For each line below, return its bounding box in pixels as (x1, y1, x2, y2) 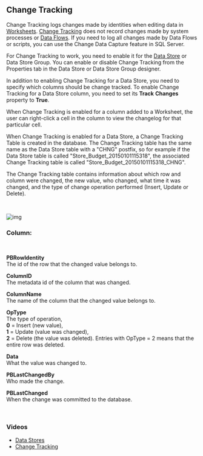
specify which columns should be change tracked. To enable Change (6, 83, 179, 91)
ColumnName (6, 291, 42, 298)
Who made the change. (6, 378, 65, 385)
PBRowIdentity (6, 254, 45, 261)
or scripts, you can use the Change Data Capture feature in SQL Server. (6, 40, 185, 47)
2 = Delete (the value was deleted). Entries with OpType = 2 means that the (6, 334, 195, 342)
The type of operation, (6, 316, 62, 323)
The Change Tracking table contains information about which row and (6, 170, 181, 178)
